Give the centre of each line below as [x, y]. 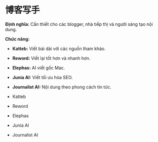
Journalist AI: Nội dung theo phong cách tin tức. [62, 87]
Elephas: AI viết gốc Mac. [39, 68]
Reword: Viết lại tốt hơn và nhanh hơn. [51, 58]
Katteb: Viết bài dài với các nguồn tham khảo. [59, 48]
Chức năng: [17, 39]
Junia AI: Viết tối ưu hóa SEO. [42, 77]
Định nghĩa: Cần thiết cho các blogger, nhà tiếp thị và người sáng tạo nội [79, 24]
